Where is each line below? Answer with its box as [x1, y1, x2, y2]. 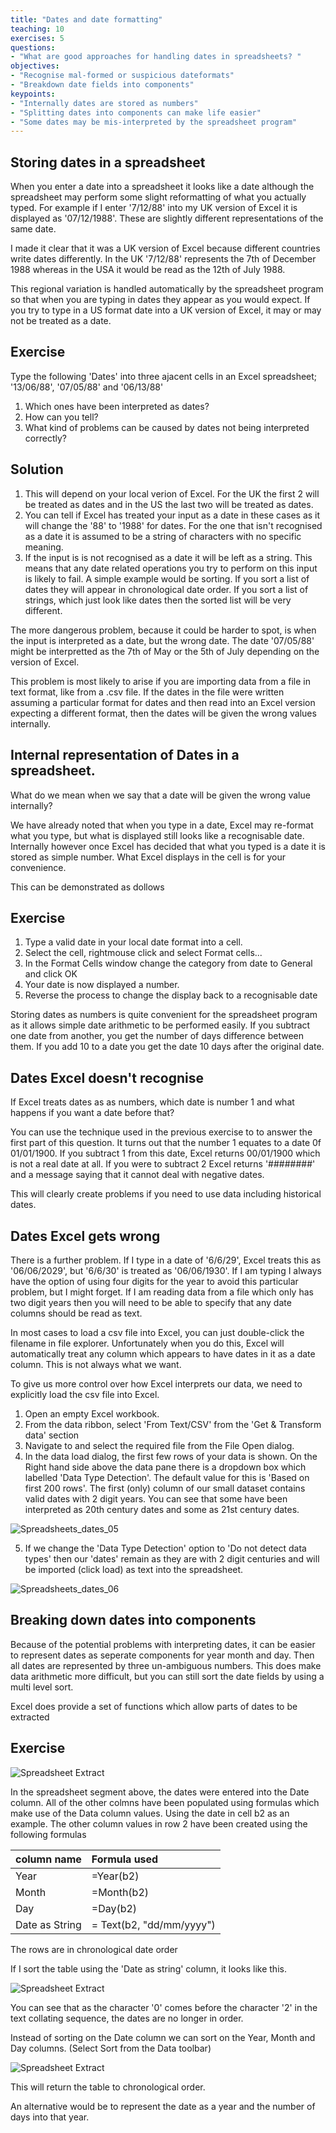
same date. [10, 223, 57, 235]
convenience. [10, 861, 67, 873]
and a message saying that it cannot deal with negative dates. [10, 1169, 265, 1181]
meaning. [24, 541, 64, 553]
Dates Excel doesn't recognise [10, 1069, 205, 1086]
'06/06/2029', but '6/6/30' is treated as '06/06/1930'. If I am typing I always [10, 1264, 322, 1276]
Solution [10, 461, 64, 478]
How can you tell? [24, 411, 99, 423]
